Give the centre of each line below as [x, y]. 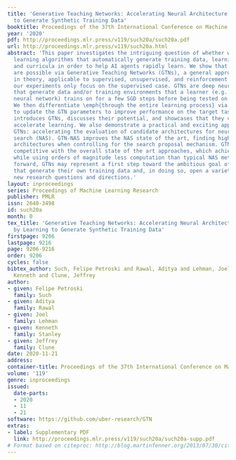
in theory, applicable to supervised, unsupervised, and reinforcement [121, 79]
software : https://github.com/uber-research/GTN [80, 419]
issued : [19, 386]
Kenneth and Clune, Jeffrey [55, 275]
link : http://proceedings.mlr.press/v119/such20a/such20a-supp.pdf [114, 439]
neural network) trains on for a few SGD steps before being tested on [121, 99]
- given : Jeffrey [33, 341]
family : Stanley [37, 334]
